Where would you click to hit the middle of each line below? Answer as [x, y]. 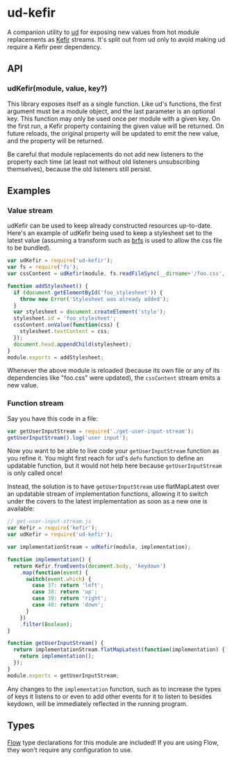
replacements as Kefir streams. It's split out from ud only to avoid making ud [116, 39]
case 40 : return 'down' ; [68, 605]
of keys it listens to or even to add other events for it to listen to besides [109, 696]
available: [21, 508]
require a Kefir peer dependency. [55, 47]
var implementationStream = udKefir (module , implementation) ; [99, 547]
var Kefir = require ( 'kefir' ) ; [52, 528]
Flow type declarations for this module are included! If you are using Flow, [113, 742]
